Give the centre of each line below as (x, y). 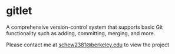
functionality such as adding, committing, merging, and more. (81, 33)
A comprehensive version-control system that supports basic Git (85, 27)
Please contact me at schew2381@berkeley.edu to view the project (88, 45)
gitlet (19, 11)
